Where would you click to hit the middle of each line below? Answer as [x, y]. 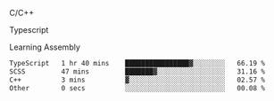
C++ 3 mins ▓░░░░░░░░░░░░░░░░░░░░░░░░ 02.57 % [137, 80]
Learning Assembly [45, 47]
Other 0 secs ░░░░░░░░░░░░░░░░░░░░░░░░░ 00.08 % [137, 88]
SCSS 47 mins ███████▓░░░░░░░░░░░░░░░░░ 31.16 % [137, 71]
